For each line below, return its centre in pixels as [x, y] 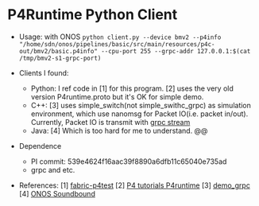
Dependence [40, 146]
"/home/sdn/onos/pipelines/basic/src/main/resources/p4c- [117, 44]
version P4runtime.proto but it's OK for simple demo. [117, 96]
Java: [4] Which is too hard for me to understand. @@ [119, 130]
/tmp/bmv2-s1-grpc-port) [60, 58]
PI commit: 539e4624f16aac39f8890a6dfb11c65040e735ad [129, 161]
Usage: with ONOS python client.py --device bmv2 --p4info [120, 37]
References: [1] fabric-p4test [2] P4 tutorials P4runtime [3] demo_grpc [135, 185]
